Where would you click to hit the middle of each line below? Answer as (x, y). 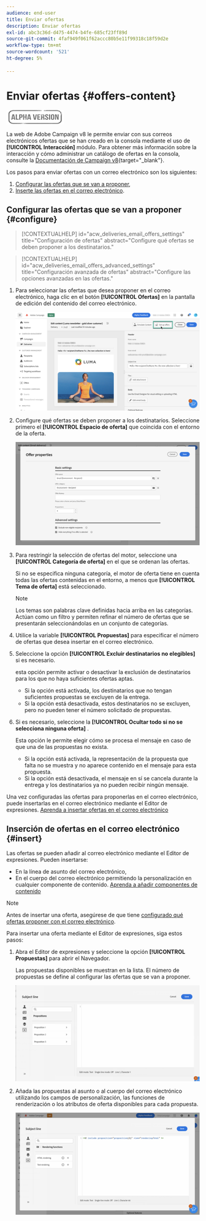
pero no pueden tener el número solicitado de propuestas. (98, 710)
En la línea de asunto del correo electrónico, (71, 872)
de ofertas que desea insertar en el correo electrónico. (84, 642)
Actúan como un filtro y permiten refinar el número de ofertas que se (102, 616)
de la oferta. (31, 433)
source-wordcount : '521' (38, 52)
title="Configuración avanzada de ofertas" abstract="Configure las (106, 272)
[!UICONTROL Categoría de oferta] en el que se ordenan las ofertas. (102, 561)
